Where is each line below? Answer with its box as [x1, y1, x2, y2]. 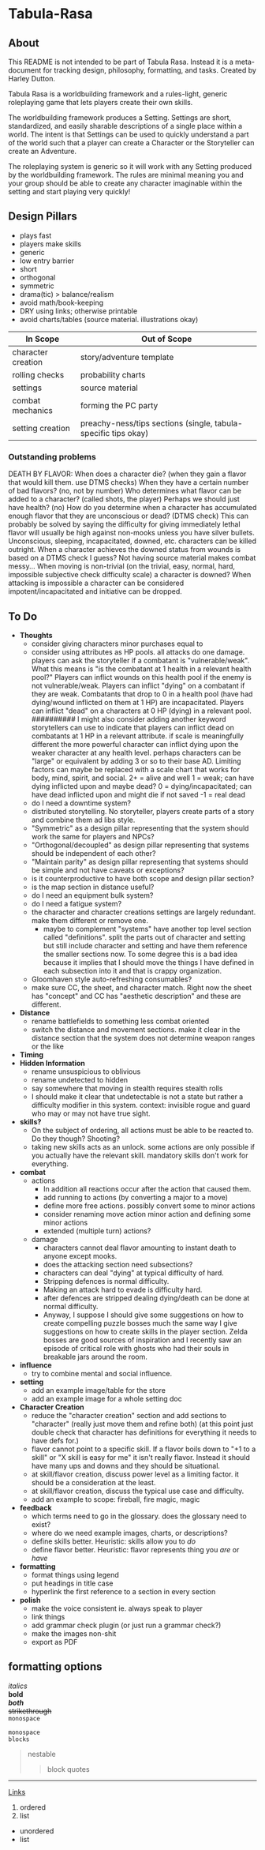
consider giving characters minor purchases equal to [31, 639, 203, 648]
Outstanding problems [8, 451, 96, 462]
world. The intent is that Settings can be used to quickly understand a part [8, 129, 250, 139]
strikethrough [8, 1706, 52, 1716]
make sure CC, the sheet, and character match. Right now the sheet [31, 982, 252, 992]
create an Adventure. [8, 147, 77, 156]
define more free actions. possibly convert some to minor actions [43, 1201, 256, 1210]
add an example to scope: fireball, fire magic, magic [31, 1494, 200, 1504]
